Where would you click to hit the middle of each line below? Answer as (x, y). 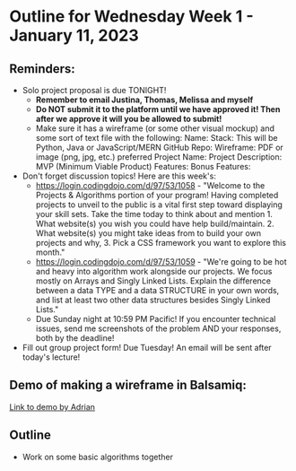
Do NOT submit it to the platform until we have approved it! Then (158, 109)
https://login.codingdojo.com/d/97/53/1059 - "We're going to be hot (161, 262)
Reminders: (43, 69)
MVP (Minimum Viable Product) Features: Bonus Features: (143, 166)
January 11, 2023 (74, 35)
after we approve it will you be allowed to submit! (129, 119)
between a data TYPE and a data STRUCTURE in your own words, (157, 290)
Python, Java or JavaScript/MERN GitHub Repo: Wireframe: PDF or (160, 147)
